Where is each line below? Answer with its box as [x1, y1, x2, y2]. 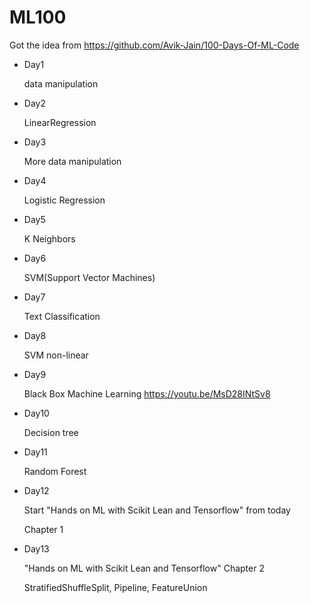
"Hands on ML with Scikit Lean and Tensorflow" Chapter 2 [23, 562, 265, 574]
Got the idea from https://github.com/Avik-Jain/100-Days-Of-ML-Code [9, 39, 300, 51]
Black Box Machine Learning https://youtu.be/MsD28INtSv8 [23, 387, 271, 400]
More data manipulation [23, 155, 122, 167]
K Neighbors [23, 232, 76, 245]
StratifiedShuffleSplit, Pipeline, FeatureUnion [23, 581, 208, 593]
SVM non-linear [23, 349, 89, 361]
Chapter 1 [23, 523, 64, 535]
